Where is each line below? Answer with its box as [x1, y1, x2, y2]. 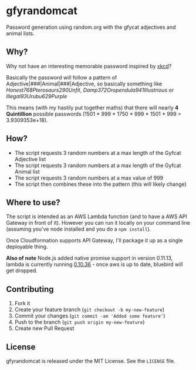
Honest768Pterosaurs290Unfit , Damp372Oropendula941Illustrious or [6, 86, 174, 94]
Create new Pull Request [14, 325, 75, 332]
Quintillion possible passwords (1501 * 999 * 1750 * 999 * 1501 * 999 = [6, 110, 182, 117]
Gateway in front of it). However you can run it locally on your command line [6, 219, 191, 226]
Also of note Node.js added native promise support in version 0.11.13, [6, 255, 173, 262]
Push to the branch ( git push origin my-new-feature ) [14, 319, 145, 326]
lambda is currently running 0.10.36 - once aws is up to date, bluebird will [6, 261, 183, 268]
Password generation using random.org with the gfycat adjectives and [6, 24, 176, 31]
